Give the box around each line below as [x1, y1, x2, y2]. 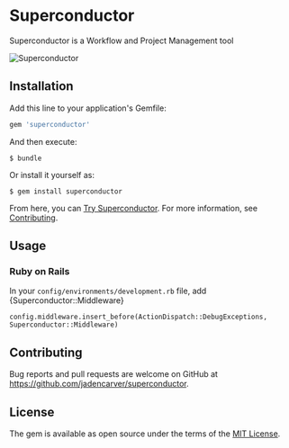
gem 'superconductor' [9, 120, 91, 129]
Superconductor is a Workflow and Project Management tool [9, 35, 234, 46]
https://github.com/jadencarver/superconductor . [9, 379, 189, 390]
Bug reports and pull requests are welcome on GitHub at [9, 369, 219, 380]
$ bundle [9, 154, 42, 163]
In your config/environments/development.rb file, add [9, 285, 207, 297]
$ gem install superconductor [9, 186, 123, 196]
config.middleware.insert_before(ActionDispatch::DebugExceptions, [9, 312, 268, 322]
